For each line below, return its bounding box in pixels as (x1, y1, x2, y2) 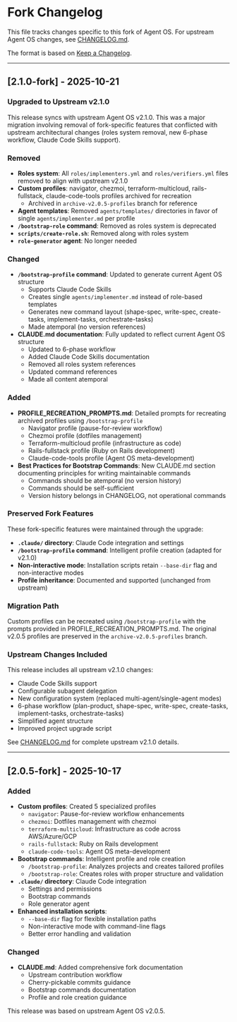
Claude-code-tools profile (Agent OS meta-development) (28, 454, 195, 462)
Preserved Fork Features (7, 509, 94, 518)
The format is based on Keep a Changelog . (7, 49, 132, 57)
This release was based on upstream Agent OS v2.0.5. (7, 1006, 166, 1016)
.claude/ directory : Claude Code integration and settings (17, 538, 185, 547)
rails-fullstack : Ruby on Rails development (28, 840, 159, 848)
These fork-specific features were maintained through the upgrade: (7, 525, 204, 533)
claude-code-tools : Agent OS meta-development (28, 847, 171, 856)
